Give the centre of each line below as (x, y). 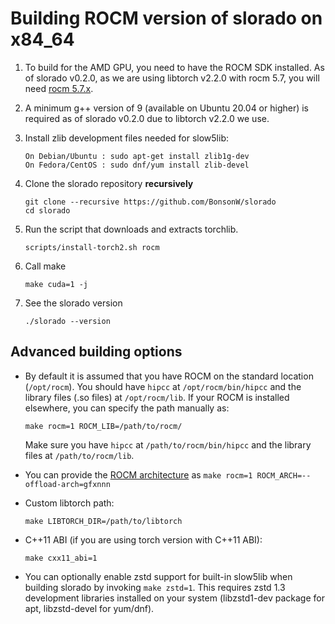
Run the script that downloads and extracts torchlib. (131, 229)
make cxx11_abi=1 (61, 558)
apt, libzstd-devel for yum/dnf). (89, 608)
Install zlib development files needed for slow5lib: (126, 138)
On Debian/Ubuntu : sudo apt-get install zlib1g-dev (137, 156)
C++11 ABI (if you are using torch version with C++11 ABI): (143, 539)
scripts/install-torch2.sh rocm (92, 247)
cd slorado (47, 210)
